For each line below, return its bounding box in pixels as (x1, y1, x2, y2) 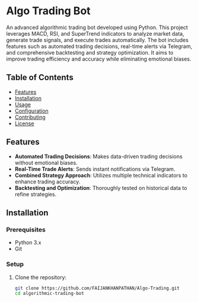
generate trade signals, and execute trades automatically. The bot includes (6, 36, 189, 43)
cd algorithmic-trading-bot (14, 291, 84, 297)
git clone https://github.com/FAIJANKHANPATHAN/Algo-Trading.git (14, 285, 180, 291)
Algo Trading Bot (6, 4, 91, 18)
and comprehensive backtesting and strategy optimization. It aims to (6, 49, 174, 56)
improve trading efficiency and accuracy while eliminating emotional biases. (6, 55, 191, 62)
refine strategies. (14, 190, 57, 198)
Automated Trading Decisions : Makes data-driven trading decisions (14, 152, 183, 160)
